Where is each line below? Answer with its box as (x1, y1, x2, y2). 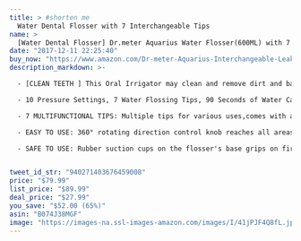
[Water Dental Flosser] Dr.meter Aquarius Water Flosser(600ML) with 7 (17, 38, 291, 47)
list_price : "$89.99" (9, 185, 90, 194)
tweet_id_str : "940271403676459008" (9, 168, 146, 177)
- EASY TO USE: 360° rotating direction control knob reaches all (17, 127, 271, 137)
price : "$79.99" (9, 176, 70, 185)
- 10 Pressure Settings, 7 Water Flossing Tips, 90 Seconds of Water (17, 95, 282, 104)
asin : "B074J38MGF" (9, 210, 82, 219)
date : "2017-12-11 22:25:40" (9, 47, 118, 56)
